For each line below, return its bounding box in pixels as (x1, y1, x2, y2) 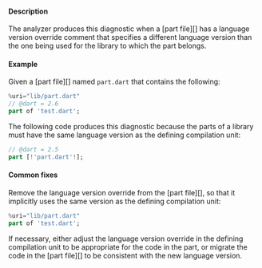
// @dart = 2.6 (8, 100, 59, 108)
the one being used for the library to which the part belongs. (8, 41, 207, 51)
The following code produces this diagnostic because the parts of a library (8, 122, 254, 132)
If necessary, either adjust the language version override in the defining (8, 234, 244, 243)
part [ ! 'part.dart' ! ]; (8, 152, 84, 161)
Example (8, 59, 38, 69)
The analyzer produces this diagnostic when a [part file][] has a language (8, 24, 250, 33)
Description (8, 6, 49, 16)
